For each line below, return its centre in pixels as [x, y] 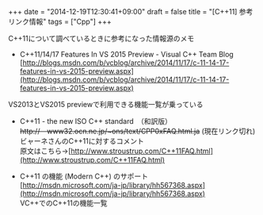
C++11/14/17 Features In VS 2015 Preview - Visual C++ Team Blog [126, 54]
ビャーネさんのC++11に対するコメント [82, 141]
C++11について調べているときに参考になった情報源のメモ [101, 38]
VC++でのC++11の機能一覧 [63, 203]
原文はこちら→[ [45, 151]
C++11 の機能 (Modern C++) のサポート [84, 176]
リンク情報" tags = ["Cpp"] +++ [60, 21]
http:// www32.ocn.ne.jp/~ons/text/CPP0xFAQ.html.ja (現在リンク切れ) [137, 131]
